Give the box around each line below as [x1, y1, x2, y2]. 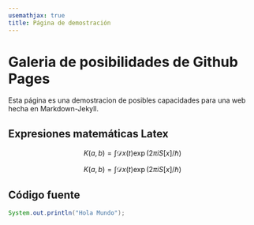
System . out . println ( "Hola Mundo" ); [8, 209, 125, 217]
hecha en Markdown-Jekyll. [8, 104, 99, 114]
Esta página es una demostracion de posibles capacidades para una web [8, 96, 246, 105]
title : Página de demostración [8, 19, 111, 27]
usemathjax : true [8, 11, 65, 20]
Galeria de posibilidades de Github [8, 53, 238, 71]
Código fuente [8, 188, 80, 201]
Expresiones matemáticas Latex [8, 127, 169, 141]
